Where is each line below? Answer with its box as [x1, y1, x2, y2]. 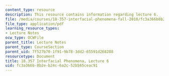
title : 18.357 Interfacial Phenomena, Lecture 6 [5, 58, 109, 63]
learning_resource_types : [5, 26, 59, 31]
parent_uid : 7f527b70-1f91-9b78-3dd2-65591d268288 [5, 49, 114, 54]
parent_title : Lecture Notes [5, 40, 66, 45]
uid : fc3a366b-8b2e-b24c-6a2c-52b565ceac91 [5, 63, 98, 68]
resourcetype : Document [5, 53, 55, 59]
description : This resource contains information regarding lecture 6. [5, 12, 158, 17]
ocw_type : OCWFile [5, 35, 44, 40]
